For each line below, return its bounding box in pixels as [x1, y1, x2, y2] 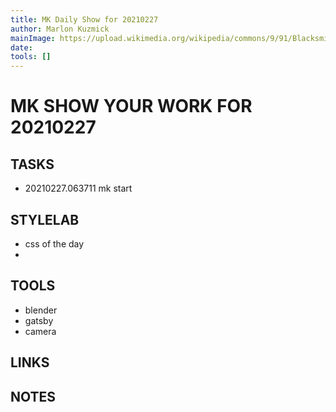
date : [10, 42, 33, 53]
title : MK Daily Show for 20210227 [10, 14, 159, 25]
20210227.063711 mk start [24, 182, 133, 195]
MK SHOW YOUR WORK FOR [10, 95, 253, 118]
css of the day [24, 237, 85, 250]
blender [24, 304, 58, 316]
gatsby [24, 314, 54, 326]
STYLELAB [10, 211, 80, 228]
